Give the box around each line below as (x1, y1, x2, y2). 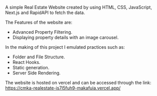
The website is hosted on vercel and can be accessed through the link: (5, 80, 151, 85)
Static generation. (12, 65, 50, 70)
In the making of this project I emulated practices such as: (5, 44, 125, 50)
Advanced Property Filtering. (12, 29, 73, 35)
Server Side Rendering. (12, 70, 61, 76)
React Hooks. (12, 59, 41, 65)
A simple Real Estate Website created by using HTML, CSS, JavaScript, (5, 5, 152, 10)
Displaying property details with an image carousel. (12, 35, 119, 40)
